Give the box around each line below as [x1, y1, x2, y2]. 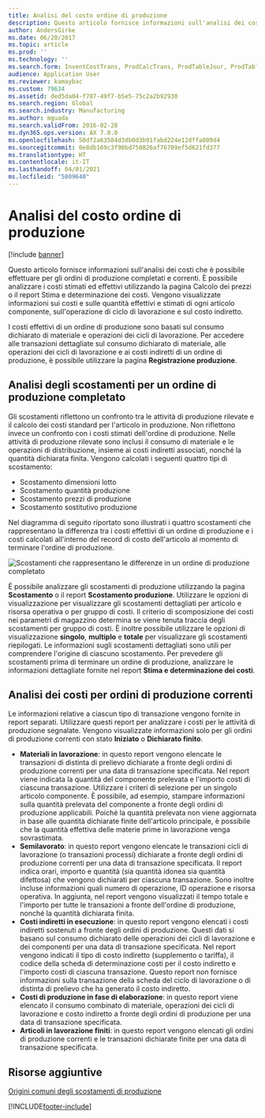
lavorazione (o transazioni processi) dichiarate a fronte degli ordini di [19, 850, 244, 859]
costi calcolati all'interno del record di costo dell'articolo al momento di [8, 534, 238, 544]
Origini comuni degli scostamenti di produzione [8, 1086, 162, 1096]
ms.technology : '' [8, 56, 69, 64]
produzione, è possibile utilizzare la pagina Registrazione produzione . [8, 356, 237, 365]
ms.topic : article [8, 41, 69, 49]
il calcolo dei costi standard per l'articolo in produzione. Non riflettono [8, 419, 236, 430]
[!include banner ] [8, 249, 65, 259]
